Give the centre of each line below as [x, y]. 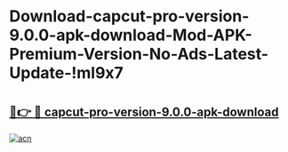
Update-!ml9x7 [67, 73]
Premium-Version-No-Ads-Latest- [139, 54]
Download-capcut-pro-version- [129, 16]
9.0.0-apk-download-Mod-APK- [131, 35]
